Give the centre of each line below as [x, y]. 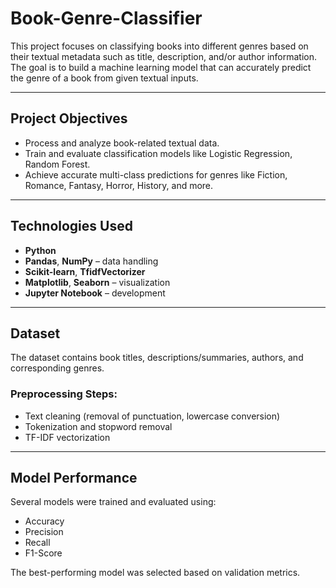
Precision [44, 532]
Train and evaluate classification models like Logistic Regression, [158, 153]
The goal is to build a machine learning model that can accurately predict [161, 67]
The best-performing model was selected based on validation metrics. [155, 573]
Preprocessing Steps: [64, 394]
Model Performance [74, 478]
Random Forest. [57, 164]
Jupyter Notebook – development [95, 293]
